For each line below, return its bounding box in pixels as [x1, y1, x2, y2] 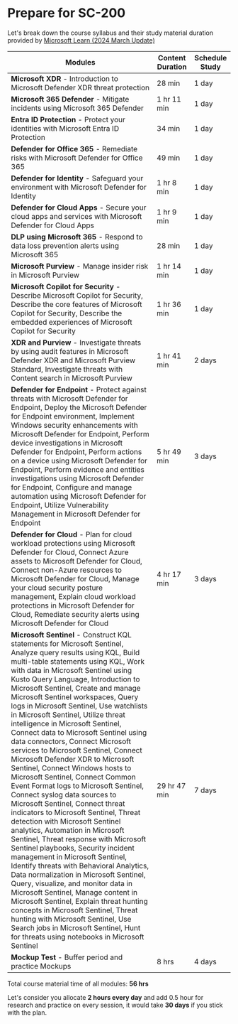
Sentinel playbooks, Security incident [11, 843, 135, 853]
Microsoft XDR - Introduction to [11, 73, 118, 83]
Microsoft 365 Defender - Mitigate [11, 94, 130, 104]
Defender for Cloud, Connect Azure [11, 547, 129, 557]
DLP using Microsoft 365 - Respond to [11, 232, 143, 242]
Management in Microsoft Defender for [11, 509, 141, 519]
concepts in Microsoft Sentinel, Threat [11, 905, 138, 915]
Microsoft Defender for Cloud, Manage [11, 573, 140, 583]
